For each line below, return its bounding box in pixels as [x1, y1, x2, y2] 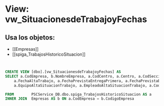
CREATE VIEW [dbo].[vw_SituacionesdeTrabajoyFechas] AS [5, 69, 121, 74]
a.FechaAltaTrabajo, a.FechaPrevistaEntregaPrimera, [14, 78, 123, 84]
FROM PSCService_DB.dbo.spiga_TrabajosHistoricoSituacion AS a [5, 92, 152, 97]
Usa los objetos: [5, 33, 55, 42]
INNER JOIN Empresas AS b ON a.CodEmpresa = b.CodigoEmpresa [5, 96, 134, 101]
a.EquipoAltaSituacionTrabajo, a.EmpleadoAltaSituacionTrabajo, [14, 83, 147, 88]
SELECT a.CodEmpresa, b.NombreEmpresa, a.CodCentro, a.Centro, [5, 74, 137, 79]
